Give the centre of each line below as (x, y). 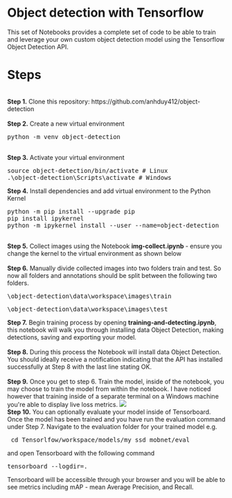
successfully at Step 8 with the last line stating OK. (80, 367)
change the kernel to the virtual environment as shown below (95, 253)
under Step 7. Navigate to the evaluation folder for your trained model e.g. (112, 426)
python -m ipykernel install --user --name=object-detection (113, 225)
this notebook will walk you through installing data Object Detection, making (115, 330)
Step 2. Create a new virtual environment (66, 124)
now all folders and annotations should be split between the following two (112, 275)
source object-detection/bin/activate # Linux (88, 171)
